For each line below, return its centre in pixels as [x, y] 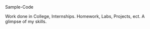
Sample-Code [19, 7]
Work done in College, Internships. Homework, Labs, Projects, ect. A [75, 16]
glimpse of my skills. [26, 22]
